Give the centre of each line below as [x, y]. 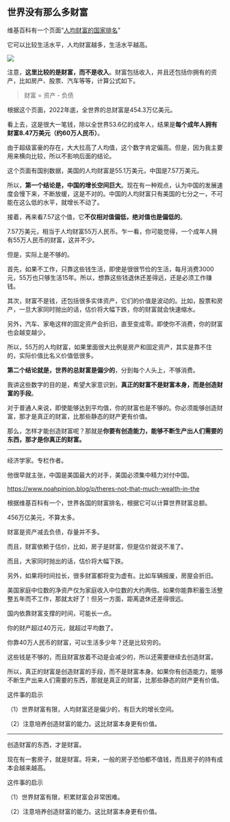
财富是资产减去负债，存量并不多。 [55, 532]
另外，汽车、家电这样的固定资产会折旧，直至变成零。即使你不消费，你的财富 [115, 323]
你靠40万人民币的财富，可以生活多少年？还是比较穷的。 [86, 642]
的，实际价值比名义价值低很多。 [52, 356]
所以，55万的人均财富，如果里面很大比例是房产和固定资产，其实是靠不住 [110, 347]
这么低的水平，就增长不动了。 [61, 202]
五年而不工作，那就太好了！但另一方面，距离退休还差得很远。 [100, 599]
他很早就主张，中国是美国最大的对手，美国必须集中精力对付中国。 [100, 475]
